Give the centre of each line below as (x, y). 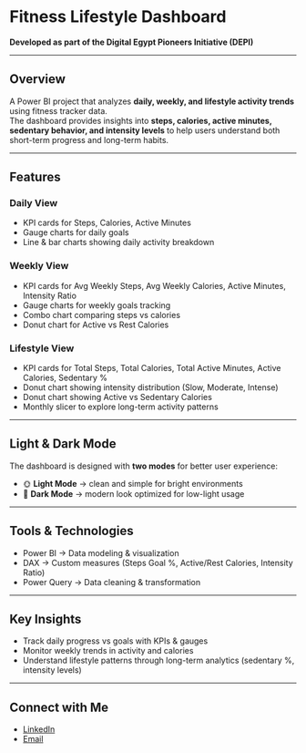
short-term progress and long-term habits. (89, 139)
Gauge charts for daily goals (76, 232)
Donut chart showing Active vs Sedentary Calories (117, 397)
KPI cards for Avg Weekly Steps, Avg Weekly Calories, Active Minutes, (154, 285)
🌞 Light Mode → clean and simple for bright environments (133, 483)
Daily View (34, 203)
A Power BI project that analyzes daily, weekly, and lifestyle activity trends (152, 101)
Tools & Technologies (71, 531)
